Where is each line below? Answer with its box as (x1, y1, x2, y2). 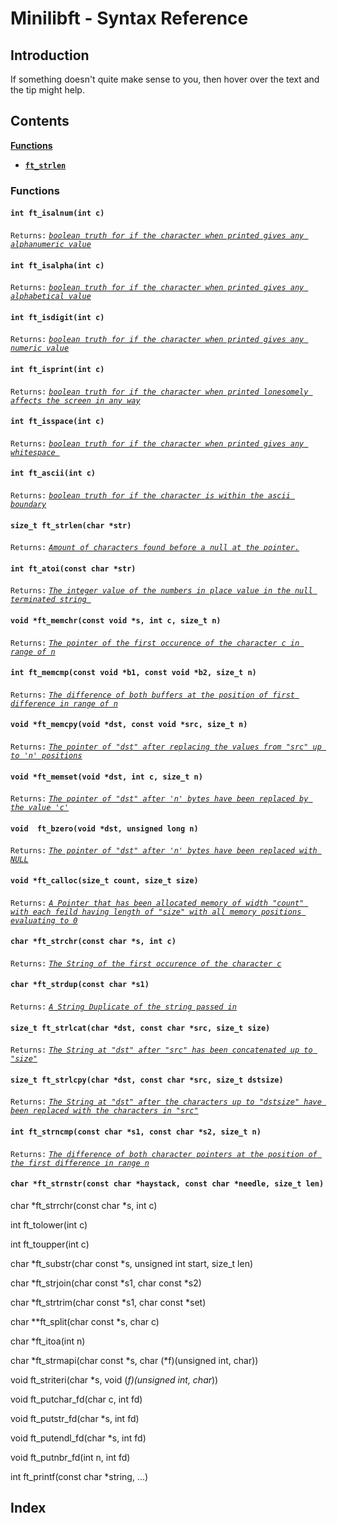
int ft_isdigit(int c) (10, 312, 105, 322)
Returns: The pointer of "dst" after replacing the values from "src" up (10, 742, 322, 752)
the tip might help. (10, 84, 85, 96)
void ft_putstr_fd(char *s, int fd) (10, 1412, 140, 1424)
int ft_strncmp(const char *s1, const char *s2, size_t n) (10, 1127, 262, 1137)
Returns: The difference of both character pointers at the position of (10, 1149, 318, 1159)
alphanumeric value (10, 239, 92, 249)
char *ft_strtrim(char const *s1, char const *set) (10, 1296, 207, 1308)
